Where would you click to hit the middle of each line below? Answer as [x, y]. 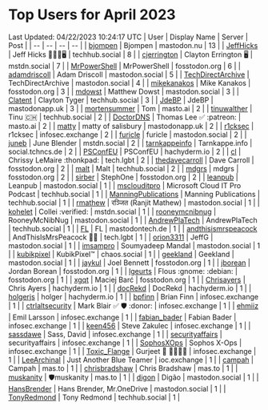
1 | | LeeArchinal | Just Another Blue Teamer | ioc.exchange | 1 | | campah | [131, 360]
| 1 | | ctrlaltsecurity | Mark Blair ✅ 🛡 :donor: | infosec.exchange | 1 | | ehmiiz [133, 305]
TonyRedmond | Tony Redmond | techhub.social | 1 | [94, 397]
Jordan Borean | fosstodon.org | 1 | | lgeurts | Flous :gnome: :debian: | [123, 271]
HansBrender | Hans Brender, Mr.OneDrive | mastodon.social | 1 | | [117, 388]
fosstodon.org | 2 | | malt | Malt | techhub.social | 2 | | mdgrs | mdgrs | [124, 168]
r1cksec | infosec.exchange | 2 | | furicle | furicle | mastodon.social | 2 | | [128, 135]
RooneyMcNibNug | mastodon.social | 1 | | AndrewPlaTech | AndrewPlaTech [133, 220]
